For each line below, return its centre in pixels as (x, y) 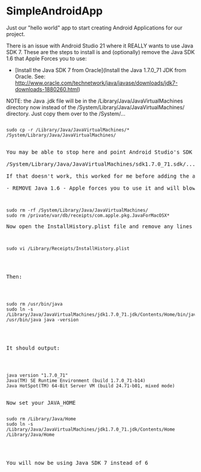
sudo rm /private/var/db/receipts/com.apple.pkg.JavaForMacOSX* (88, 215)
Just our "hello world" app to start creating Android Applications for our (94, 28)
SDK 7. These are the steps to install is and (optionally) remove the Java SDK (100, 52)
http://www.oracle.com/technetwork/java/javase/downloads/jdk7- (96, 83)
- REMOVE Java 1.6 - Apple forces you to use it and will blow (101, 188)
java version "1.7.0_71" (37, 375)
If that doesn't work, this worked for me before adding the (98, 176)
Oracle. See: (30, 76)
